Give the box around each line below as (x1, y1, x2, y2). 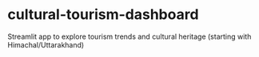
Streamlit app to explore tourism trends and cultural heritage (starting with (7, 32, 252, 41)
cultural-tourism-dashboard (7, 6, 199, 24)
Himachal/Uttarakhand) (7, 40, 85, 49)
